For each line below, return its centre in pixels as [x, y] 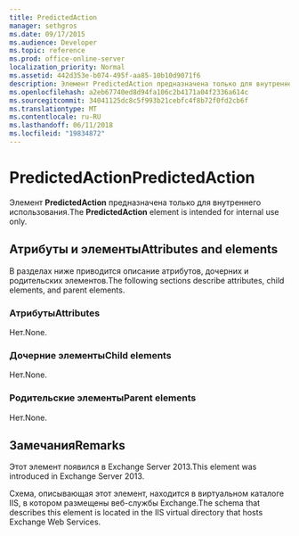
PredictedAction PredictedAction [132, 178]
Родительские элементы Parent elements [103, 398]
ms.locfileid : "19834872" [57, 134]
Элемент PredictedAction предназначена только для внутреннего [135, 202]
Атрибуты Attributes [55, 313]
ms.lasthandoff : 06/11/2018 [61, 126]
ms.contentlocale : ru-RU [55, 117]
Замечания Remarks [68, 445]
